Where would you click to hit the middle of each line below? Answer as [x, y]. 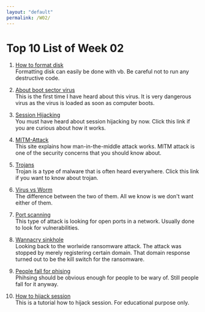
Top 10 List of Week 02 [65, 48]
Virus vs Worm [34, 190]
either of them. [34, 203]
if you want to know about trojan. [57, 178]
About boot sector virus [45, 90]
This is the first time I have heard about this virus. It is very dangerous [103, 96]
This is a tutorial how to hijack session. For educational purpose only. [102, 303]
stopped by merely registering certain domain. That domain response [102, 253]
